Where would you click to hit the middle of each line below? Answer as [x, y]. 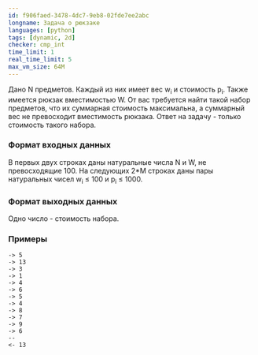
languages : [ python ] [42, 30]
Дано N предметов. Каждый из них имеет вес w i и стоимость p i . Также [128, 90]
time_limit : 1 [31, 52]
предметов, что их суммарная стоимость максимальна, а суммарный [127, 108]
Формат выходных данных [63, 201]
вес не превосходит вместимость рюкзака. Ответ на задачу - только [125, 116]
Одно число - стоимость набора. [64, 219]
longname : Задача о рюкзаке [54, 23]
